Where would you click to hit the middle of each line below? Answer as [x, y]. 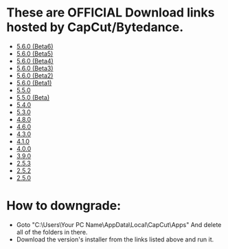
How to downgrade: [64, 206]
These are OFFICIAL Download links [111, 13]
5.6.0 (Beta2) [35, 75]
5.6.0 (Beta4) [35, 61]
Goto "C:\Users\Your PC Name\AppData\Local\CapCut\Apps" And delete [119, 224]
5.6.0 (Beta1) [34, 83]
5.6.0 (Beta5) [35, 54]
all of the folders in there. [52, 232]
